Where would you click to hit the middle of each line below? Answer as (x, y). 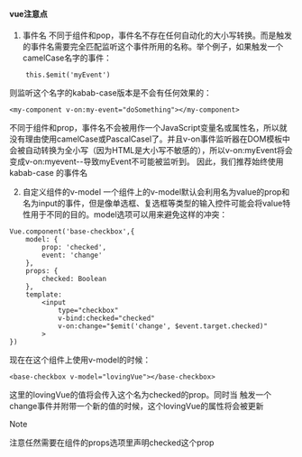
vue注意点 (28, 14)
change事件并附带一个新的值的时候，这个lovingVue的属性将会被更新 (137, 407)
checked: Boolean (74, 279)
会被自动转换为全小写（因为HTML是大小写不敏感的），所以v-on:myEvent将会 (151, 151)
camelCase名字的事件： (67, 58)
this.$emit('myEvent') (68, 75)
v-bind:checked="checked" (106, 319)
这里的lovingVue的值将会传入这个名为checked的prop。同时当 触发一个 (141, 395)
